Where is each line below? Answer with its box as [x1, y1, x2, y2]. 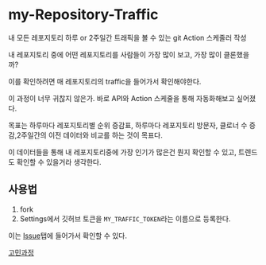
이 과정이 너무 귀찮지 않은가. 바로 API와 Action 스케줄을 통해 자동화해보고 [8, 93, 235, 103]
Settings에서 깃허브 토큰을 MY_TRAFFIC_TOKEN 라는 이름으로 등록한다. [19, 213, 231, 224]
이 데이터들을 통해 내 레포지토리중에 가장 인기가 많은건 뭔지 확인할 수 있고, [8, 147, 237, 157]
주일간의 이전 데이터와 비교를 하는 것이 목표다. [21, 130, 163, 140]
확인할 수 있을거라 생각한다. [16, 157, 102, 166]
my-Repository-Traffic [8, 6, 159, 24]
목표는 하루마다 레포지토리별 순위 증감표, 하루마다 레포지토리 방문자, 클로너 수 [8, 120, 248, 130]
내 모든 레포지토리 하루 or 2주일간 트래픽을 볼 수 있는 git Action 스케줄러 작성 [8, 33, 247, 42]
